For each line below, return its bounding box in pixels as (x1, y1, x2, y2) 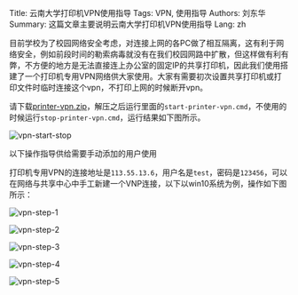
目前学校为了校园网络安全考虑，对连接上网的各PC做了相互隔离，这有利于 (9, 38, 277, 48)
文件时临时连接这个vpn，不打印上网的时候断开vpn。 (16, 83, 208, 92)
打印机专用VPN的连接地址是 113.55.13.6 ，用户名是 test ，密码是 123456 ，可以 (9, 167, 288, 178)
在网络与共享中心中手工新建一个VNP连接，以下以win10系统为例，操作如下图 (9, 179, 287, 188)
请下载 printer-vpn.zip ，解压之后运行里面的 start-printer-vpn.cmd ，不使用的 (9, 101, 287, 111)
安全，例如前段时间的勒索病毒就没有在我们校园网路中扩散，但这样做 (16, 49, 266, 60)
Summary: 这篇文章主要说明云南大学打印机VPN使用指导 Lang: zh (9, 19, 247, 29)
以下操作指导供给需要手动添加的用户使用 (9, 148, 157, 158)
